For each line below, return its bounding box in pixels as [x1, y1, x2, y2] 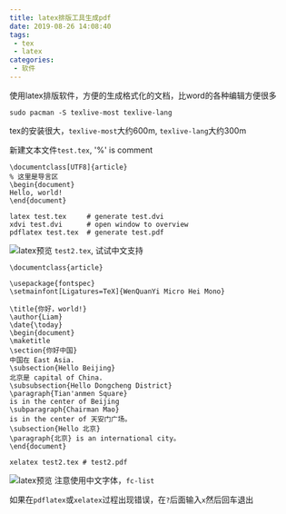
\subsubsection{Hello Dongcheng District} [9, 381, 173, 390]
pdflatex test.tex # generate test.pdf [9, 228, 165, 237]
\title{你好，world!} [9, 304, 87, 313]
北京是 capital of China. [9, 373, 104, 382]
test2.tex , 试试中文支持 [54, 244, 143, 255]
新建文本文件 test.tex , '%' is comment [9, 144, 153, 155]
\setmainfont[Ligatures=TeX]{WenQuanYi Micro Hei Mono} [9, 287, 225, 296]
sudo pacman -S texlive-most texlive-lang [9, 108, 173, 117]
